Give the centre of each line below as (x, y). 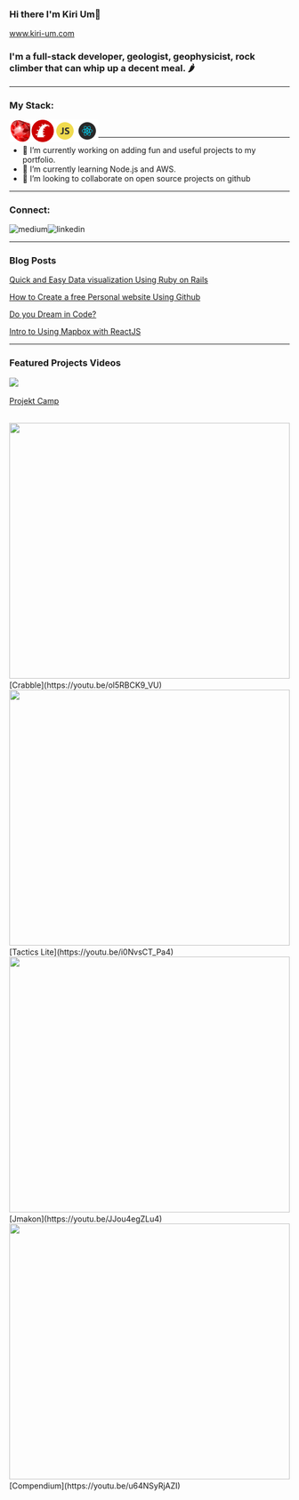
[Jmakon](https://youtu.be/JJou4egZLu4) (86, 1219)
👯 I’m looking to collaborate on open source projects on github (136, 178)
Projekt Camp (34, 400)
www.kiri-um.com (42, 34)
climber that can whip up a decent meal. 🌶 (102, 69)
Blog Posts (33, 261)
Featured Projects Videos (65, 363)
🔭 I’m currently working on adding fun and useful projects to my (139, 149)
